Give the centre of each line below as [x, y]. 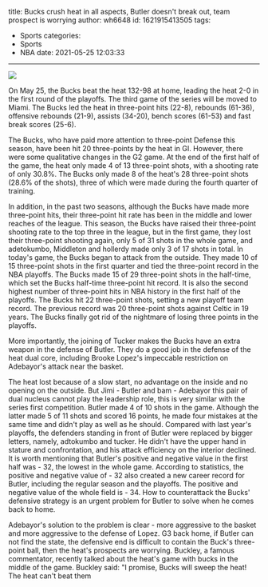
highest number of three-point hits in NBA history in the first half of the [124, 292]
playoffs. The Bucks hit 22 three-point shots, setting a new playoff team [126, 300]
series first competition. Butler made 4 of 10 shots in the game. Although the [134, 407]
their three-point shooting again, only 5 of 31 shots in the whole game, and [131, 240]
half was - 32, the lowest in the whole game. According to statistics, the [126, 467]
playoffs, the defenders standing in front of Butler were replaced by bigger [130, 433]
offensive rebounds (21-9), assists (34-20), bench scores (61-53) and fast [130, 116]
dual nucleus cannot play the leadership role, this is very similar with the [127, 399]
